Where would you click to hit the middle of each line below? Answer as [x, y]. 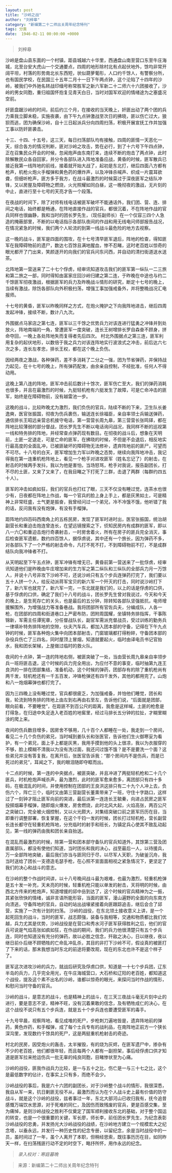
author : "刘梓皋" [23, 20]
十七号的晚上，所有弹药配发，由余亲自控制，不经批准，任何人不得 [97, 366]
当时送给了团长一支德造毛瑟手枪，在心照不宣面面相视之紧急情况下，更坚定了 [86, 861]
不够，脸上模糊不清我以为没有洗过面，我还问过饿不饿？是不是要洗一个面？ [84, 749]
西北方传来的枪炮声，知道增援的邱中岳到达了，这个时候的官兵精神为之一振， [86, 891]
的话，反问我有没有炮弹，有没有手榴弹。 [48, 508]
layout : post [19, 10]
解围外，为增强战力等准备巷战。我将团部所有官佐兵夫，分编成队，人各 [83, 607]
